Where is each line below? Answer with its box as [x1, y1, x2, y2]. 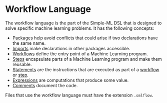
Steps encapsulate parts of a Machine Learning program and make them [12, 56, 162, 62]
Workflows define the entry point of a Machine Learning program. [12, 51, 148, 57]
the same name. [12, 40, 46, 46]
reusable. [12, 61, 32, 67]
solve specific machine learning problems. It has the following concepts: [5, 25, 154, 31]
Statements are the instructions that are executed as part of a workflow [12, 66, 159, 73]
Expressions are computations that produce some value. [12, 77, 129, 83]
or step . [12, 72, 29, 78]
